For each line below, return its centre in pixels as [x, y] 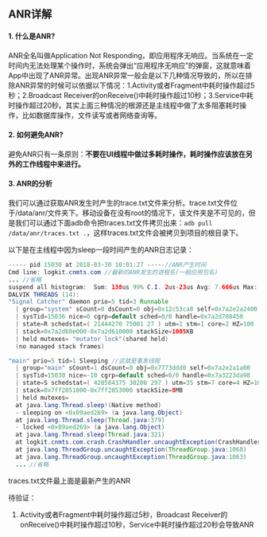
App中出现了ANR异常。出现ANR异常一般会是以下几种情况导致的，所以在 [127, 75]
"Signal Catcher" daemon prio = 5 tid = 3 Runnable [89, 302]
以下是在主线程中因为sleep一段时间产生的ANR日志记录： [101, 250]
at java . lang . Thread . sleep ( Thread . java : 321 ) [90, 435]
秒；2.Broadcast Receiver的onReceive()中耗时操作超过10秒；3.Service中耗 [131, 95]
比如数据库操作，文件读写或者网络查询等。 [91, 115]
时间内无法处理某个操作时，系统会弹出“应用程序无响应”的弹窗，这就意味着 [130, 65]
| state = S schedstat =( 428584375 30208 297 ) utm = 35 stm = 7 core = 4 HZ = [135, 383]
